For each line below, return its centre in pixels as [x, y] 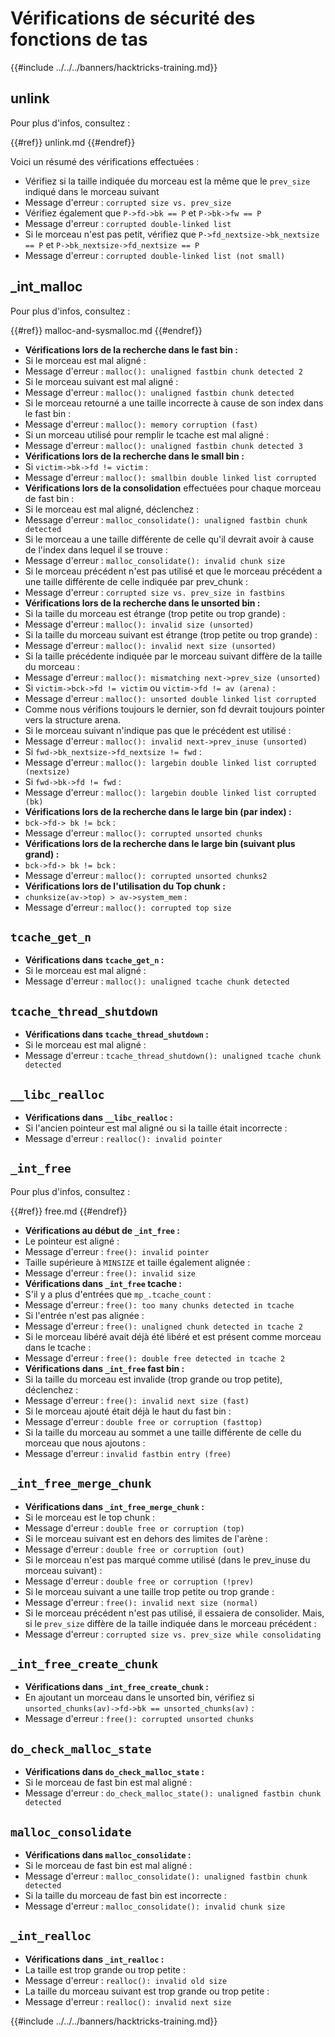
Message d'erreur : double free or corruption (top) [134, 1528]
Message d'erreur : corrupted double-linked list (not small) [155, 255]
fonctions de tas [79, 39]
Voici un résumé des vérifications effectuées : [105, 161]
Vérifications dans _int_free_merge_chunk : [114, 1506]
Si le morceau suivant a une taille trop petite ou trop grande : [149, 1591]
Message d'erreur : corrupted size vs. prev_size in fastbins [155, 592]
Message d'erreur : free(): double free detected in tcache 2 [155, 1358]
